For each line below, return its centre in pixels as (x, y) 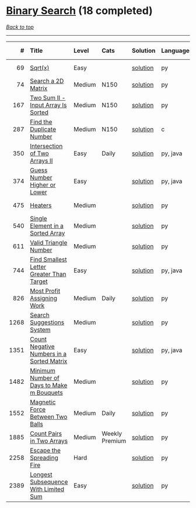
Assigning (43, 298)
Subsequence (49, 482)
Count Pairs (46, 433)
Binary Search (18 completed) (79, 11)
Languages (177, 50)
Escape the (45, 450)
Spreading (44, 458)
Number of (45, 377)
